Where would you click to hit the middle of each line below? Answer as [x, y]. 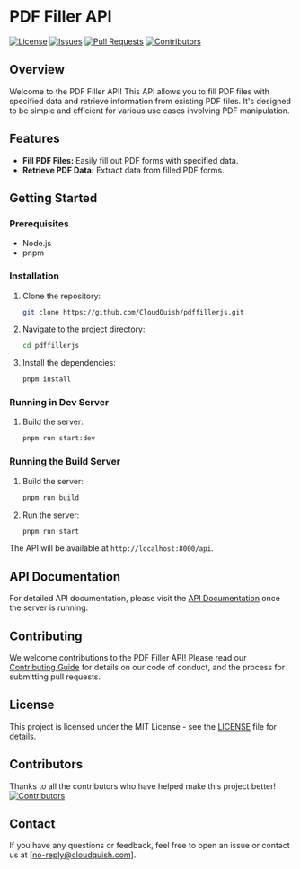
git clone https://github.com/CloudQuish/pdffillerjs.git [133, 312]
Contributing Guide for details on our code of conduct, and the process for [147, 668]
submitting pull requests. [55, 677]
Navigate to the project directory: [84, 329]
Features [35, 139]
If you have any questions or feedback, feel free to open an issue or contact [150, 846]
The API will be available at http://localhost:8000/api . [111, 548]
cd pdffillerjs [51, 346]
